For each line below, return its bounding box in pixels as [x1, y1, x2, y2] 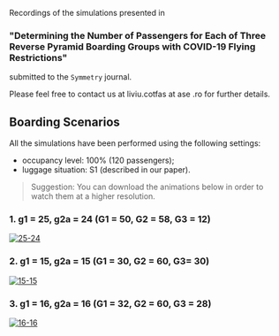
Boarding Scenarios [9, 114, 121, 129]
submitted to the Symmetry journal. [9, 72, 132, 82]
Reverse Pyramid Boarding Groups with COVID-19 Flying [9, 40, 256, 52]
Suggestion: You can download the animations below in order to [30, 181, 264, 193]
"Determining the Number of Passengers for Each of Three [9, 29, 267, 42]
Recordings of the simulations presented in [9, 8, 165, 18]
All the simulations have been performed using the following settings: [9, 138, 261, 149]
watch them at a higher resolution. [30, 191, 156, 202]
